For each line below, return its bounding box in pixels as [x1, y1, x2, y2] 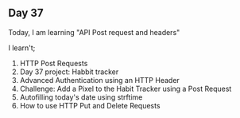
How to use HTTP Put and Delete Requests [19, 100, 161, 110]
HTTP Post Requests [19, 58, 88, 68]
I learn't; [8, 43, 36, 53]
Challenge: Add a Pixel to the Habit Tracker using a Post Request [19, 84, 232, 93]
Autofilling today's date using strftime [19, 92, 143, 102]
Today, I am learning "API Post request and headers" [8, 27, 180, 37]
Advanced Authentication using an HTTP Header [19, 75, 180, 85]
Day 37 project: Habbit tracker [19, 67, 119, 77]
